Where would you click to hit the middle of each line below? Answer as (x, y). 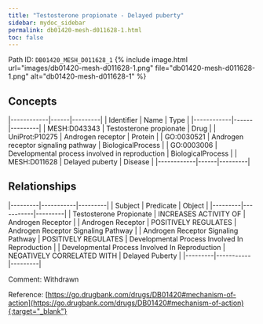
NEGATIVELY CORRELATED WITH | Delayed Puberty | (95, 256)
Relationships (42, 187)
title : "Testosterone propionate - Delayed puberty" (96, 15)
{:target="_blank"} (38, 311)
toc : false (26, 37)
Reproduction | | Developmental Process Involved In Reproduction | (117, 247)
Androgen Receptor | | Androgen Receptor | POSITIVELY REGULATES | (122, 222)
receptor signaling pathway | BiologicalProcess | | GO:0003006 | (113, 145)
